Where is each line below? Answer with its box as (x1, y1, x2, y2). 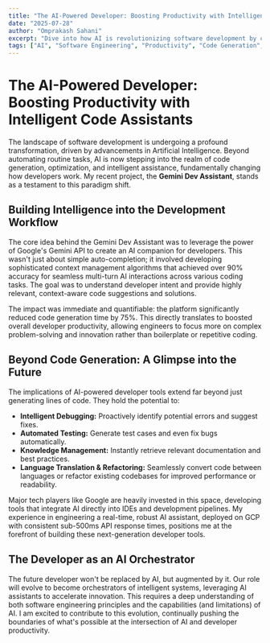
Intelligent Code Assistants (8, 110, 194, 129)
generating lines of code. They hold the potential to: (8, 395, 180, 405)
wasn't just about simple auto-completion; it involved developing (8, 254, 223, 264)
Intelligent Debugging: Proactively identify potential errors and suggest (19, 411, 259, 421)
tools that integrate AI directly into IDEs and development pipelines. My (8, 504, 243, 513)
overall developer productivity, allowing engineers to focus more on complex (8, 321, 262, 331)
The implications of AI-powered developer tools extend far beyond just (8, 387, 243, 397)
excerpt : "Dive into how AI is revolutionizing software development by (8, 34, 257, 43)
